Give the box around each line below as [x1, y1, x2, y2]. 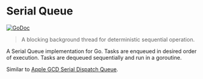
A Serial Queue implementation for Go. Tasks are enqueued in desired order [6, 47, 197, 55]
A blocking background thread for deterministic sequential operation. [21, 36, 195, 43]
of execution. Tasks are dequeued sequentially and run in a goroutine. [6, 54, 182, 61]
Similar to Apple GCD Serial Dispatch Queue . [6, 65, 119, 73]
